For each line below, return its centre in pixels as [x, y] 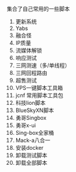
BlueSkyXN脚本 [35, 110]
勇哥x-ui [26, 125]
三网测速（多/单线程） [43, 65]
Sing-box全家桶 [35, 133]
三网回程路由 [31, 73]
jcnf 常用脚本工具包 [39, 95]
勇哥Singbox [31, 118]
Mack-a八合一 [33, 140]
